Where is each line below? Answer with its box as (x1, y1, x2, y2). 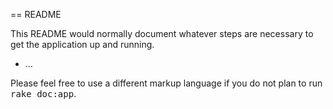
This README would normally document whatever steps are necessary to (10, 28, 314, 39)
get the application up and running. (10, 39, 155, 50)
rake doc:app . (10, 88, 77, 99)
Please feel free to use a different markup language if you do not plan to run (10, 77, 323, 89)
